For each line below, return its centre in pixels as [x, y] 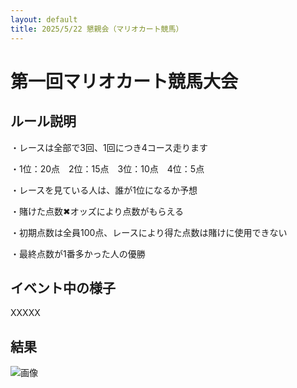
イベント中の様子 [63, 287]
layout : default [44, 19]
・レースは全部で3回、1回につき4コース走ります [109, 147]
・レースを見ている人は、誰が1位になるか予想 [104, 190]
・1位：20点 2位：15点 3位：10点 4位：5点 [107, 168]
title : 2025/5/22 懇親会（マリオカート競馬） [97, 29]
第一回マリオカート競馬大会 [124, 81]
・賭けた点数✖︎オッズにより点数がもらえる [97, 211]
